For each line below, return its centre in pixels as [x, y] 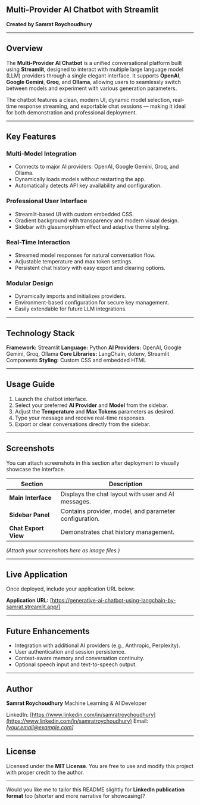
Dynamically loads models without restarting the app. [80, 179]
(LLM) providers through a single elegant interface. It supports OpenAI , [93, 75]
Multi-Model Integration [42, 153]
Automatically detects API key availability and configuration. [88, 186]
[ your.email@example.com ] [40, 728]
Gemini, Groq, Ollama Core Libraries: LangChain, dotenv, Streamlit [88, 354]
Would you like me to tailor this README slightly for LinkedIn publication [96, 790]
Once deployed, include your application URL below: [71, 589]
